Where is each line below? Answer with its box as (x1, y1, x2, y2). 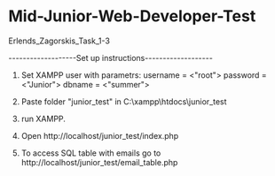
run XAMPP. (20, 113, 66, 124)
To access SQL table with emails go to (20, 148, 161, 158)
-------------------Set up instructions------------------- (8, 52, 214, 63)
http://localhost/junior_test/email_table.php (20, 157, 178, 167)
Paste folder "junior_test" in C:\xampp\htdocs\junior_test (20, 96, 227, 107)
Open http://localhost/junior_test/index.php (20, 130, 179, 141)
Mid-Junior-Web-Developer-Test (8, 6, 256, 27)
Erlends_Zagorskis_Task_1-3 (8, 35, 110, 46)
